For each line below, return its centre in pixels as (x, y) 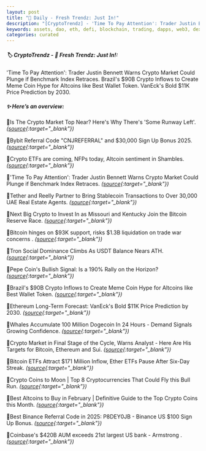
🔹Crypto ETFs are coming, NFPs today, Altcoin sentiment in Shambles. (95, 159)
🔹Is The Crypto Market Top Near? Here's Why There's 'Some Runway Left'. (101, 122)
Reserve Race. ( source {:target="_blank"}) (59, 221)
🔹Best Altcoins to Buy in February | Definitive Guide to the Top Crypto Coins (102, 398)
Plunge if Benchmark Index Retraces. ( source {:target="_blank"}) (88, 184)
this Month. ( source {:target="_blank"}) (55, 405)
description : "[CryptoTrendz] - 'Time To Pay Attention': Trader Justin (101, 23)
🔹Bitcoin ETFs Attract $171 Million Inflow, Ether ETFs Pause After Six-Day (98, 361)
